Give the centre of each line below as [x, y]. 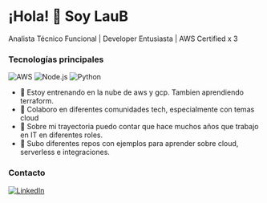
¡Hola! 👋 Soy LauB [69, 16]
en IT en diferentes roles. [61, 135]
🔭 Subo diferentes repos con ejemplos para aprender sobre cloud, [129, 144]
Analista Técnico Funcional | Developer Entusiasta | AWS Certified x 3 [123, 39]
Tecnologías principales [56, 59]
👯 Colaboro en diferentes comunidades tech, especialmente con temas [137, 110]
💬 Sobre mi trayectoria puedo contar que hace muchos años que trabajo [139, 127]
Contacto [27, 173]
